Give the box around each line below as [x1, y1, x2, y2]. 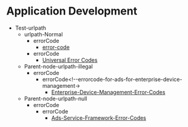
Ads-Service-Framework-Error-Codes [51, 114, 147, 122]
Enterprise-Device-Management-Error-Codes [51, 88, 166, 96]
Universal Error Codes [42, 56, 98, 63]
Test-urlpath [15, 24, 47, 31]
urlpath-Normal [24, 30, 63, 37]
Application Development [6, 4, 138, 18]
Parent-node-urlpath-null [24, 95, 87, 102]
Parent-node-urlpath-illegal [24, 62, 93, 70]
